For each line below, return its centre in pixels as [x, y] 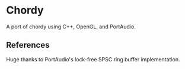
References [28, 45]
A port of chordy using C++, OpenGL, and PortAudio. [71, 27]
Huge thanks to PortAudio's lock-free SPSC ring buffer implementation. [93, 59]
